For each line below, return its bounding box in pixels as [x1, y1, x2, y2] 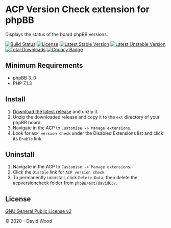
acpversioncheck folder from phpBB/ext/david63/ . [12, 180, 117, 186]
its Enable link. [12, 135, 43, 141]
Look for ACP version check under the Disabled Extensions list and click [12, 130, 163, 136]
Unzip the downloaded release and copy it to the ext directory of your [12, 113, 160, 120]
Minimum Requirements [5, 61, 83, 70]
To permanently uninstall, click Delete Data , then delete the [12, 175, 138, 181]
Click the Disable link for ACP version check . [12, 169, 106, 175]
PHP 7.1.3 [12, 80, 32, 86]
